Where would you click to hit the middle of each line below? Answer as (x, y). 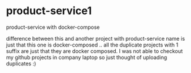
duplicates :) (21, 64)
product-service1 (49, 11)
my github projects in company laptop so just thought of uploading (87, 57)
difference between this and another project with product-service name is (95, 38)
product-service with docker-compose (53, 27)
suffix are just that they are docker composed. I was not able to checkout (95, 51)
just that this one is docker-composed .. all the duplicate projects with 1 (92, 45)
